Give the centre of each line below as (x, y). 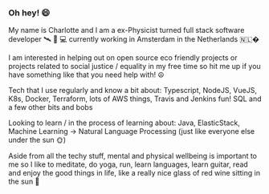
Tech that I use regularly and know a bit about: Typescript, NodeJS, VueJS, (132, 91)
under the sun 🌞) (37, 140)
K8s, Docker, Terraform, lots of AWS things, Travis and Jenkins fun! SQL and (135, 99)
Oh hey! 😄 (29, 13)
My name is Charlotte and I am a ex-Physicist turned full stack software (126, 30)
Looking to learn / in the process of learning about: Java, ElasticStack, (124, 123)
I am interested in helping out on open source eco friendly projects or (123, 58)
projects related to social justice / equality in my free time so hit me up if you (134, 67)
